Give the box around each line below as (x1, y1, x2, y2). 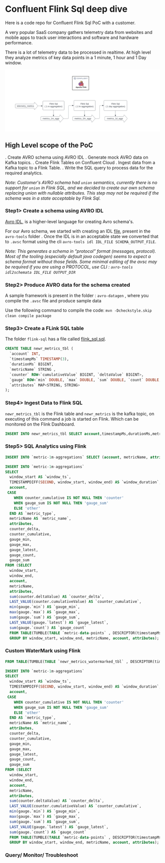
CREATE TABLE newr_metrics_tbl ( (5, 346, 74, 351)
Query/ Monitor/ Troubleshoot (5, 852, 79, 859)
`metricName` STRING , (9, 367, 56, 372)
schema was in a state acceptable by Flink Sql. (5, 195, 101, 201)
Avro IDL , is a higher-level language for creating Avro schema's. (5, 218, 134, 225)
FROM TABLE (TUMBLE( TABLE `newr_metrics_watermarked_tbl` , (5, 659, 129, 664)
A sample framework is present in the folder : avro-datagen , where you (5, 293, 149, 299)
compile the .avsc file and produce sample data (5, 298, 102, 304)
